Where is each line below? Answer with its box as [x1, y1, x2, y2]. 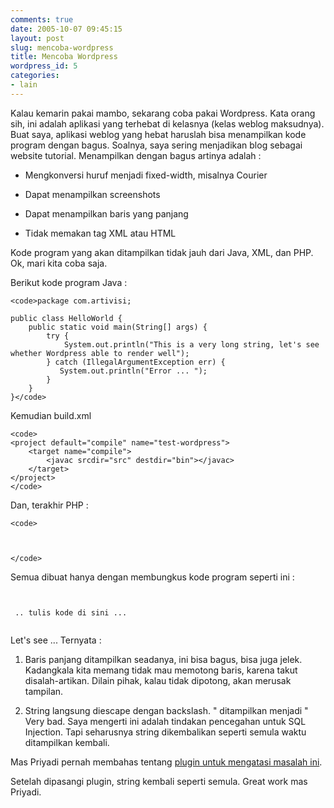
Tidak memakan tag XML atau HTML [24, 227, 177, 239]
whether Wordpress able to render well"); [10, 348, 190, 358]
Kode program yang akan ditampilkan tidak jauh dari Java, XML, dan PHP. [10, 246, 314, 258]
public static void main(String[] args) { [28, 322, 208, 332]
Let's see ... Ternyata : [10, 634, 102, 646]
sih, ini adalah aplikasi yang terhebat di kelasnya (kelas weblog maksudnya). [10, 117, 325, 130]
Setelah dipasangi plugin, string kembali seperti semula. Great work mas [10, 775, 308, 787]
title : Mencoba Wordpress [10, 52, 118, 62]
